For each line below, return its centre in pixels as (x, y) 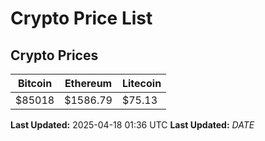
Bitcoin (35, 83)
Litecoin (141, 83)
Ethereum (88, 83)
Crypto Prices (54, 55)
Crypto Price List (81, 18)
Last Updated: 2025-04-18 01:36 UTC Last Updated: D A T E (132, 125)
